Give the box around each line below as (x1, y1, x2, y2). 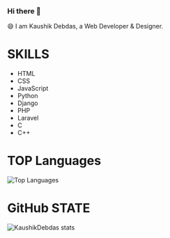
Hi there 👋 (7, 6, 42, 16)
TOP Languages (7, 153, 102, 169)
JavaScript (17, 84, 49, 93)
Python (17, 92, 38, 100)
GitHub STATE (7, 200, 91, 216)
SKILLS (7, 47, 50, 62)
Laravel (17, 114, 39, 122)
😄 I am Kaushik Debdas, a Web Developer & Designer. (7, 22, 164, 31)
